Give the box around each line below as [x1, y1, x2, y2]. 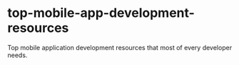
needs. [7, 51, 28, 59]
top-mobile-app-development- [7, 5, 195, 21]
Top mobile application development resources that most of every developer [7, 43, 233, 52]
